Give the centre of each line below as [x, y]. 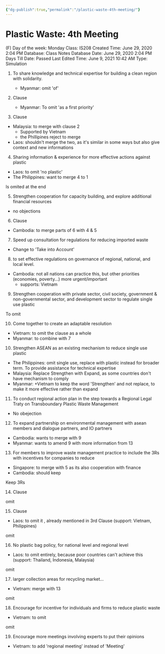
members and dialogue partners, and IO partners [62, 428]
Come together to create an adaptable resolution [62, 323]
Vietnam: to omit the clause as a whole [52, 333]
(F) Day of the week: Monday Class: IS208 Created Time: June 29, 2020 [79, 48]
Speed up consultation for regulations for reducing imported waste [80, 240]
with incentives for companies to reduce [54, 458]
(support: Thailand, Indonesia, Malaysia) [53, 560]
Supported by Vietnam [43, 131]
